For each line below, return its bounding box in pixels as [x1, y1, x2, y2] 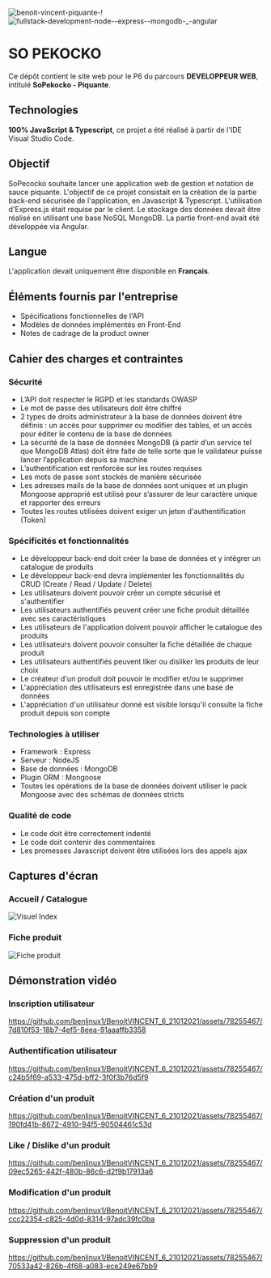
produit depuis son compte [19, 708, 111, 718]
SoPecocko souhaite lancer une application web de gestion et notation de [8, 178, 254, 188]
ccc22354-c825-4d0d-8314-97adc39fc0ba [8, 1214, 155, 1224]
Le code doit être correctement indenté [19, 828, 151, 838]
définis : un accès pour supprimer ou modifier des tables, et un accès [19, 420, 252, 430]
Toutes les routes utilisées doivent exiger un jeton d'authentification [19, 506, 247, 516]
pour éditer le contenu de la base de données [19, 429, 172, 439]
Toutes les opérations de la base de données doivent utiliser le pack [19, 781, 248, 791]
